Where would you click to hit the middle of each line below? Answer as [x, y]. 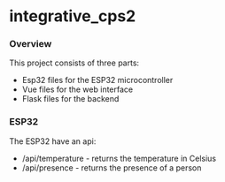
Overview [31, 44]
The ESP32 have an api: [53, 141]
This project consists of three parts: [74, 63]
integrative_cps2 [73, 16]
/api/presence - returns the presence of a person [112, 167]
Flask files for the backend [70, 99]
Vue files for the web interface [78, 89]
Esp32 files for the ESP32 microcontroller [97, 80]
